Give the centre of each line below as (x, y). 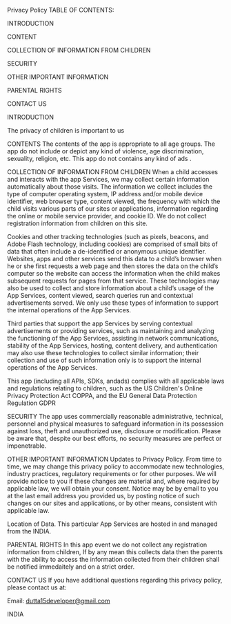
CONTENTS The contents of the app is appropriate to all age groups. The (111, 144)
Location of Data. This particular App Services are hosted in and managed (112, 524)
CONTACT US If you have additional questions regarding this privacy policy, (115, 580)
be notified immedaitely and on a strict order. (71, 567)
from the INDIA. (29, 531)
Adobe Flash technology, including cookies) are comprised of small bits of (113, 244)
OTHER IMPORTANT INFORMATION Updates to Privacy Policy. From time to (114, 459)
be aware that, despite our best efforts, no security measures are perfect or (114, 438)
